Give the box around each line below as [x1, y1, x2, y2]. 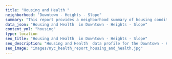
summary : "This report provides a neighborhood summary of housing [5, 17, 153, 22]
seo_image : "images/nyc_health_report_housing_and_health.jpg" [5, 46, 143, 51]
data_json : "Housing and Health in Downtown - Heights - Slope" [5, 22, 147, 27]
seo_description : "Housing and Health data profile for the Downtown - [5, 41, 164, 46]
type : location [5, 31, 38, 36]
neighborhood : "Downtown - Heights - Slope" [5, 12, 102, 17]
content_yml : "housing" [5, 27, 56, 32]
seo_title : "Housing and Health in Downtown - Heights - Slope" [5, 36, 147, 42]
